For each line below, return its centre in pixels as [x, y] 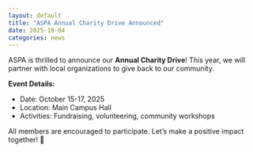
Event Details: [32, 84]
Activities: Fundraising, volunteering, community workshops [117, 116]
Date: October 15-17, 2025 [62, 99]
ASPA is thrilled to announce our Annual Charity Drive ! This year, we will [127, 60]
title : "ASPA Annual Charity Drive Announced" [86, 23]
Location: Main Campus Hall [66, 108]
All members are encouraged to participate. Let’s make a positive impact [126, 131]
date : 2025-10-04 [37, 30]
